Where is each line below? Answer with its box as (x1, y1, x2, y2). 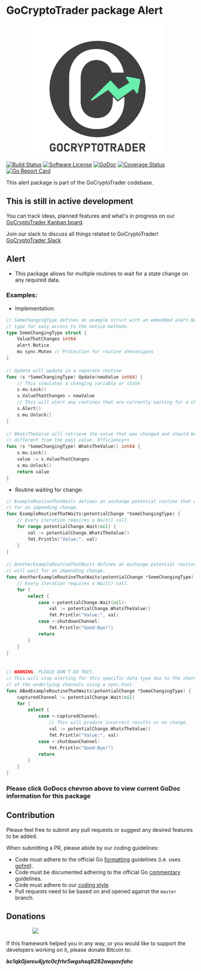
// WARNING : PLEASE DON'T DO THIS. (6, 669, 95, 675)
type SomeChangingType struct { (6, 330, 87, 336)
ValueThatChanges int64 (17, 336, 77, 342)
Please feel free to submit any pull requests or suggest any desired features (6, 826, 193, 833)
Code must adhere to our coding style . (14, 881, 111, 888)
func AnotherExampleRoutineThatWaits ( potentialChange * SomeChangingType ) (6, 574, 194, 580)
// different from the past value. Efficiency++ (6, 437, 130, 444)
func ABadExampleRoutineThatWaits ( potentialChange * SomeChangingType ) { (6, 687, 191, 694)
